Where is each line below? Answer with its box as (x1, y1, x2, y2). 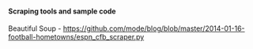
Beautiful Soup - (8, 24, 62, 33)
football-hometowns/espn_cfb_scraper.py (8, 32, 145, 42)
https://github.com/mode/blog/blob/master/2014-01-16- (62, 24, 245, 33)
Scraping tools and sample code (8, 6, 116, 16)
